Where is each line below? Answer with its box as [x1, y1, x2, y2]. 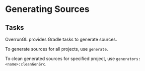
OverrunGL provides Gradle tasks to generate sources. [5, 36, 117, 42]
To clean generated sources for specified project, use [5, 56, 115, 62]
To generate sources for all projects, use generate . [5, 46, 108, 52]
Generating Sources [5, 3, 90, 15]
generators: [116, 57, 141, 62]
